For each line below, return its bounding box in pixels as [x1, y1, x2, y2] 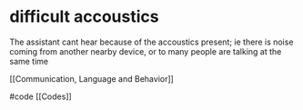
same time [9, 55, 49, 66]
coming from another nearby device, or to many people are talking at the [9, 45, 282, 56]
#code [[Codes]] [9, 91, 73, 102]
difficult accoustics [9, 6, 159, 27]
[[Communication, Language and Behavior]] [9, 73, 175, 84]
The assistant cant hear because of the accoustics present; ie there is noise [9, 36, 294, 47]
